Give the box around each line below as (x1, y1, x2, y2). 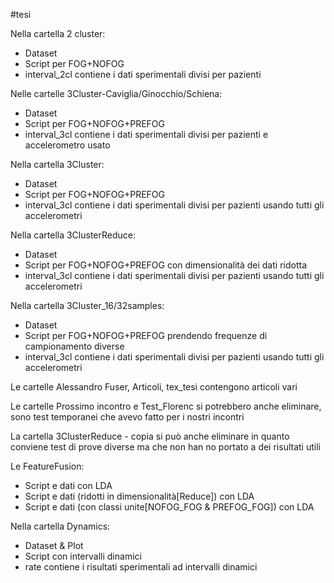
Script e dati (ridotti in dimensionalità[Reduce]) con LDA (24, 490, 255, 502)
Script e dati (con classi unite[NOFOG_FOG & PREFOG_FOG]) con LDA (24, 501, 315, 513)
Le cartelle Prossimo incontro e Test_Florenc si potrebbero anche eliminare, (10, 400, 322, 412)
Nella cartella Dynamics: (10, 520, 111, 532)
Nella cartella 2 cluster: (10, 28, 106, 39)
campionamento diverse (24, 340, 125, 352)
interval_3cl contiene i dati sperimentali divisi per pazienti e (24, 129, 269, 140)
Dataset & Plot (24, 540, 84, 551)
